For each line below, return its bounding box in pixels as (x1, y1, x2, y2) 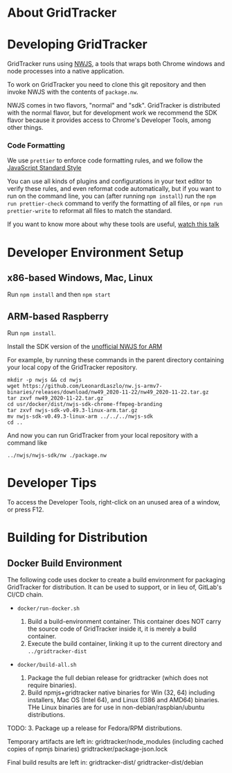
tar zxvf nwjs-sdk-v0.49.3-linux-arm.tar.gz (7, 407, 138, 414)
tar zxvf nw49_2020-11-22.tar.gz (7, 395, 104, 402)
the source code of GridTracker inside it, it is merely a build (27, 625, 197, 633)
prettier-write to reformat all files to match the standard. (7, 207, 172, 215)
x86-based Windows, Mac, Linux (7, 272, 154, 284)
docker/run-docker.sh (17, 605, 80, 612)
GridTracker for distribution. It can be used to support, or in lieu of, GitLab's (7, 583, 222, 591)
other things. (7, 124, 44, 132)
